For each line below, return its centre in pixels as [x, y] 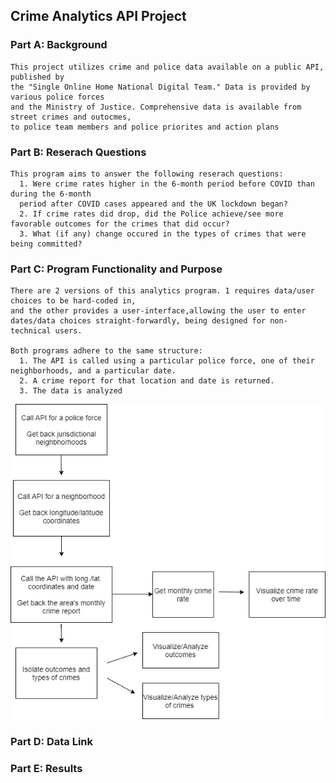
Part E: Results [46, 769]
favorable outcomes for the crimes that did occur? [120, 224]
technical [31, 331]
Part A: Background [59, 45]
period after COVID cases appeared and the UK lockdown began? [153, 204]
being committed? [46, 244]
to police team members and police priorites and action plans [145, 127]
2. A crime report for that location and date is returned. [147, 381]
